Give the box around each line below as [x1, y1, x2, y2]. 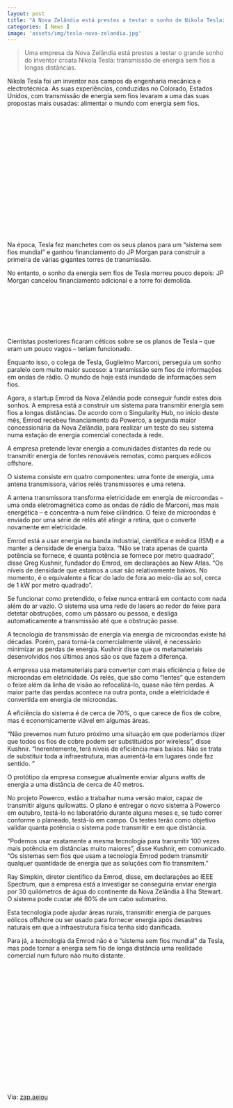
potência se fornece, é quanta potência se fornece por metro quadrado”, [7, 552, 216, 560]
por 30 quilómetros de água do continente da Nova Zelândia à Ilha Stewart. [7, 887, 223, 896]
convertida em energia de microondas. [7, 696, 118, 704]
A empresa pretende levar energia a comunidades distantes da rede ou [7, 444, 211, 453]
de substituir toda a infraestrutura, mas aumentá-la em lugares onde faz [7, 752, 214, 760]
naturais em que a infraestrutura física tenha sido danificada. [7, 923, 182, 932]
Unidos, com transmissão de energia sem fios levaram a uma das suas [7, 92, 210, 100]
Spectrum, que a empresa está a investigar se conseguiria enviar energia [7, 880, 217, 889]
